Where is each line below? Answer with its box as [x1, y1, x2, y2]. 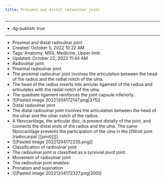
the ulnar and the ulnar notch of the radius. [12, 113, 99, 119]
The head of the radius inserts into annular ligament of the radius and [12, 81, 153, 87]
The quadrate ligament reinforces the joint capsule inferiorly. [12, 91, 135, 97]
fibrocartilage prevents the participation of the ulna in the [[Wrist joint [12, 128, 153, 134]
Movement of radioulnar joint [12, 154, 71, 160]
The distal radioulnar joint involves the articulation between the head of [12, 107, 156, 113]
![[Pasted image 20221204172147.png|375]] [12, 97, 101, 103]
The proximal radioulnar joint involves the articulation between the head [12, 71, 158, 77]
